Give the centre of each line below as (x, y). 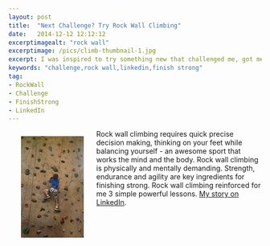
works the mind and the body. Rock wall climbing (177, 160)
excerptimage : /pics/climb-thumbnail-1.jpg (82, 51)
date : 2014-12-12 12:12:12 (57, 34)
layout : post (30, 17)
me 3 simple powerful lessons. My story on (168, 194)
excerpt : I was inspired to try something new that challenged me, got (131, 59)
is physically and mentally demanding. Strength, (176, 168)
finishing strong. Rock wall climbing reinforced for (178, 186)
